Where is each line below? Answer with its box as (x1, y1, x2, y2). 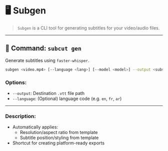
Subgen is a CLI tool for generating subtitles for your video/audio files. (17, 24, 160, 31)
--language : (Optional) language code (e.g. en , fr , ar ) (12, 95, 122, 101)
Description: (5, 112, 36, 119)
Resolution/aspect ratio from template (19, 129, 98, 135)
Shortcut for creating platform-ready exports (12, 140, 105, 146)
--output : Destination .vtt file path (12, 90, 85, 96)
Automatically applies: (12, 124, 58, 130)
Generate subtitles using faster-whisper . (5, 57, 89, 63)
